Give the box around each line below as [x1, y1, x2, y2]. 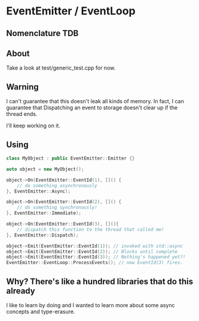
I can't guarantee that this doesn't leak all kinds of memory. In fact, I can [6, 98, 184, 105]
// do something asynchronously [17, 182, 97, 188]
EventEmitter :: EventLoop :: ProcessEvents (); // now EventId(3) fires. [6, 260, 183, 266]
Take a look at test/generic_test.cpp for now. [6, 64, 116, 71]
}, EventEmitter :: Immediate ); [6, 210, 82, 217]
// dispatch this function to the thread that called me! [17, 226, 164, 232]
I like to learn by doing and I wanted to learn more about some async [6, 301, 175, 308]
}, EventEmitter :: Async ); [6, 188, 71, 194]
